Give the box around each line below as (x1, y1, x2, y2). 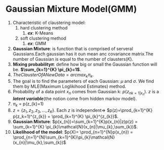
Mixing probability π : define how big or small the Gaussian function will (12, 61, 157, 67)
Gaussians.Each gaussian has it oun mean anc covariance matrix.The (12, 50, 154, 57)
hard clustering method (20, 25, 68, 30)
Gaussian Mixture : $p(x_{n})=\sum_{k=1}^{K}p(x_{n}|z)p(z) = (12, 119, 138, 125)
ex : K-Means (27, 30, 54, 36)
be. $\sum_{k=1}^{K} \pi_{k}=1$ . (12, 66, 81, 72)
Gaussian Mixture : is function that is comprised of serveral (12, 46, 133, 51)
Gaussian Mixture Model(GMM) (5, 3, 137, 15)
